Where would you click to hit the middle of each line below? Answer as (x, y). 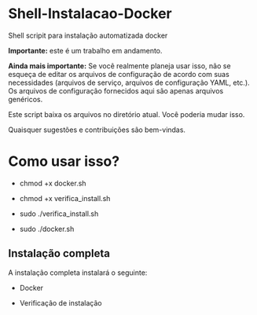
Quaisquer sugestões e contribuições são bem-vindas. (97, 130)
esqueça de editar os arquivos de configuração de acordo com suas (119, 74)
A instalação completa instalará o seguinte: (78, 273)
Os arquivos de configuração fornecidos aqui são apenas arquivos (116, 90)
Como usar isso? (64, 161)
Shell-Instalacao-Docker (90, 14)
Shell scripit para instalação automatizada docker (88, 35)
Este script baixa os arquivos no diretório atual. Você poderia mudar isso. (127, 114)
